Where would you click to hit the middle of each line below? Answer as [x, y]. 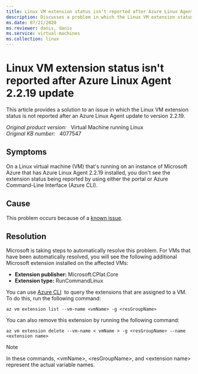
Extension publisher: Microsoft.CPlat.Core [67, 274]
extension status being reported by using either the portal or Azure [87, 179]
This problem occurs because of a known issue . [64, 218]
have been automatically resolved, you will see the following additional [92, 257]
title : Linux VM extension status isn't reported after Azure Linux [92, 12]
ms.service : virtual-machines [43, 34]
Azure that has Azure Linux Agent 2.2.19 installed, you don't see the [88, 172]
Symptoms [27, 152]
